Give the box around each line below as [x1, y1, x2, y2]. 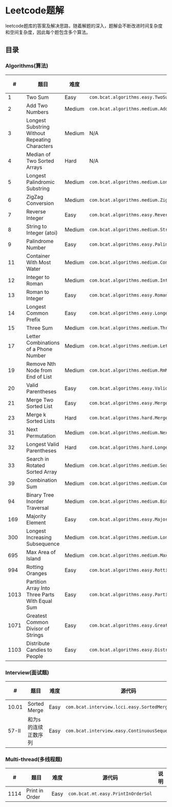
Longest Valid [26, 441, 59, 448]
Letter [26, 333, 41, 340]
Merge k [26, 411, 47, 418]
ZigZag [26, 193, 44, 200]
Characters [26, 142, 53, 150]
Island [26, 555, 41, 562]
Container [26, 252, 50, 260]
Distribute [26, 639, 50, 647]
